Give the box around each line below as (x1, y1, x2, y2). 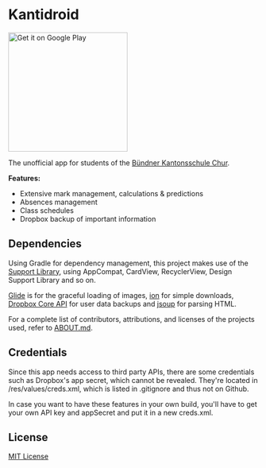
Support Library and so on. (8, 275, 97, 284)
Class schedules (19, 205, 74, 215)
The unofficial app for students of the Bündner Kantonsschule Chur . (8, 157, 230, 168)
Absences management (19, 197, 98, 207)
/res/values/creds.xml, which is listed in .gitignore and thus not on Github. (8, 384, 249, 393)
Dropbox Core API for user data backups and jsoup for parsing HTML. (8, 299, 237, 308)
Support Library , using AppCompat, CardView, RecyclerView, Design (8, 266, 233, 276)
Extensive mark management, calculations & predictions (19, 188, 204, 198)
